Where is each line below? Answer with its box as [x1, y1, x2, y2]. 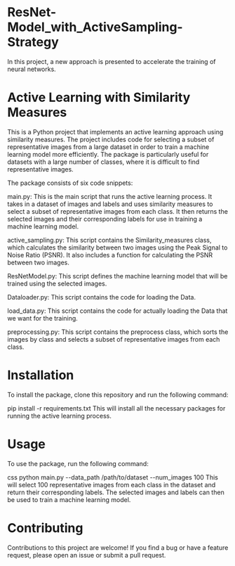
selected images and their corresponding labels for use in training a [7, 214, 203, 223]
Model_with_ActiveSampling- [7, 19, 184, 35]
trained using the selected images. [7, 279, 107, 288]
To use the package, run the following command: [7, 459, 149, 468]
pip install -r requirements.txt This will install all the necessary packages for [7, 404, 226, 412]
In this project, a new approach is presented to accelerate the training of [7, 57, 216, 65]
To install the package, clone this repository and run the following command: [7, 390, 229, 399]
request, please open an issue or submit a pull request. [7, 551, 166, 559]
